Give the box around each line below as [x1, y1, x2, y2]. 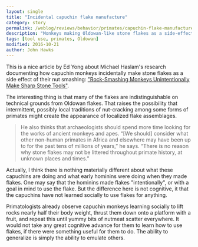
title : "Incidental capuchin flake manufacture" [6, 14, 128, 20]
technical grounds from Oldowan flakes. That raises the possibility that [6, 100, 178, 107]
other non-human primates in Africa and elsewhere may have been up [20, 136, 192, 143]
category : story [6, 19, 46, 25]
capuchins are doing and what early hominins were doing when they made [6, 172, 187, 180]
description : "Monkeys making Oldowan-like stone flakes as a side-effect [6, 31, 194, 37]
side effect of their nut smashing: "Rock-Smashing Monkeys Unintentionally [6, 75, 190, 83]
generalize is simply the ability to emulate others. [6, 234, 125, 241]
